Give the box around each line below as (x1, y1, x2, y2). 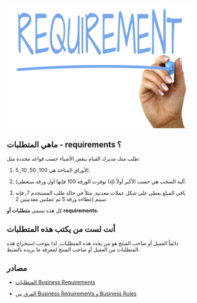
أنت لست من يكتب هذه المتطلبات (6, 224, 116, 234)
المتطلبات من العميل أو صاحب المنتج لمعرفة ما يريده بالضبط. (6, 246, 140, 253)
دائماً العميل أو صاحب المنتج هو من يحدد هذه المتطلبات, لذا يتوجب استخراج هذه (6, 240, 179, 247)
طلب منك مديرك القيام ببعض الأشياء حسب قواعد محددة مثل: (6, 155, 140, 162)
